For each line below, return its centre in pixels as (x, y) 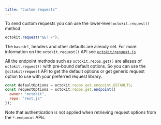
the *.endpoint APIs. (25, 117)
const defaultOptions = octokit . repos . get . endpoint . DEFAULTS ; (69, 85)
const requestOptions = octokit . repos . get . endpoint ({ (60, 90)
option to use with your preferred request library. (54, 76)
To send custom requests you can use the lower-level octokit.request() (77, 23)
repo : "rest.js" (26, 99)
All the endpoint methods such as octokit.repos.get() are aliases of (73, 61)
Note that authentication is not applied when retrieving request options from (80, 112)
